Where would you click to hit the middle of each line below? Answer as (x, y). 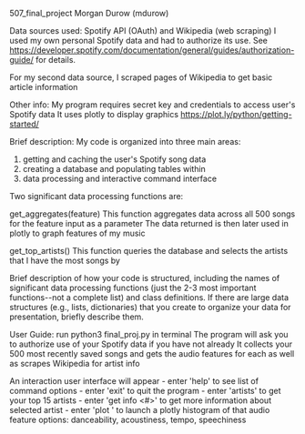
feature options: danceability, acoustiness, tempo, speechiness (128, 419)
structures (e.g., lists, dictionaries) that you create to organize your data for (150, 307)
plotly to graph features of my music (77, 233)
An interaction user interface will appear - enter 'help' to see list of (134, 381)
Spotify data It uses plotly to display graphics (94, 114)
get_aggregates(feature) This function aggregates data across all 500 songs (152, 214)
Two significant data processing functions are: (97, 196)
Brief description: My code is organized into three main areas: (125, 141)
